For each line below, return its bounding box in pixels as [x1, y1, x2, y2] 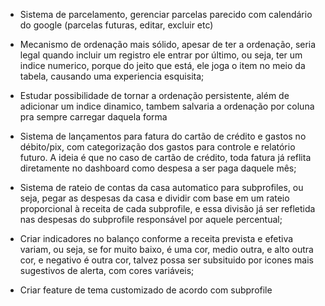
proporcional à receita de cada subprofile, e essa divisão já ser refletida [19, 203, 316, 214]
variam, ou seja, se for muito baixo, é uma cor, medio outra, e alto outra [19, 244, 314, 255]
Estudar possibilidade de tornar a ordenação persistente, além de [19, 90, 290, 101]
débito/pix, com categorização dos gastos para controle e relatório [19, 141, 296, 153]
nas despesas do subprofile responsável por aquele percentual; [19, 214, 283, 225]
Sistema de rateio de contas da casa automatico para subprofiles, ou [19, 182, 304, 193]
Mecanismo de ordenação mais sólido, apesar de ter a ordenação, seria [19, 39, 317, 50]
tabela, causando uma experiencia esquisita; [19, 70, 205, 82]
